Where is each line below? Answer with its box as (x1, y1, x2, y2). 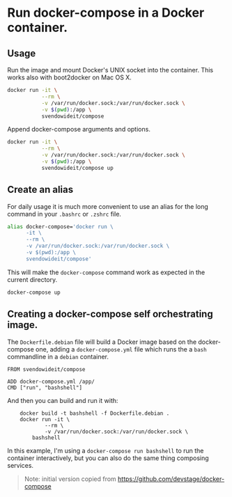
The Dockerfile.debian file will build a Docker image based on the (7, 338, 197, 346)
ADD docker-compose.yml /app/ (7, 378, 95, 385)
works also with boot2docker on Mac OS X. (7, 73, 132, 81)
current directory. (7, 275, 58, 283)
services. (7, 461, 33, 469)
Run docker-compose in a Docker (7, 5, 205, 21)
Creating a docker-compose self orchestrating (7, 308, 214, 320)
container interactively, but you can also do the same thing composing (7, 454, 209, 462)
